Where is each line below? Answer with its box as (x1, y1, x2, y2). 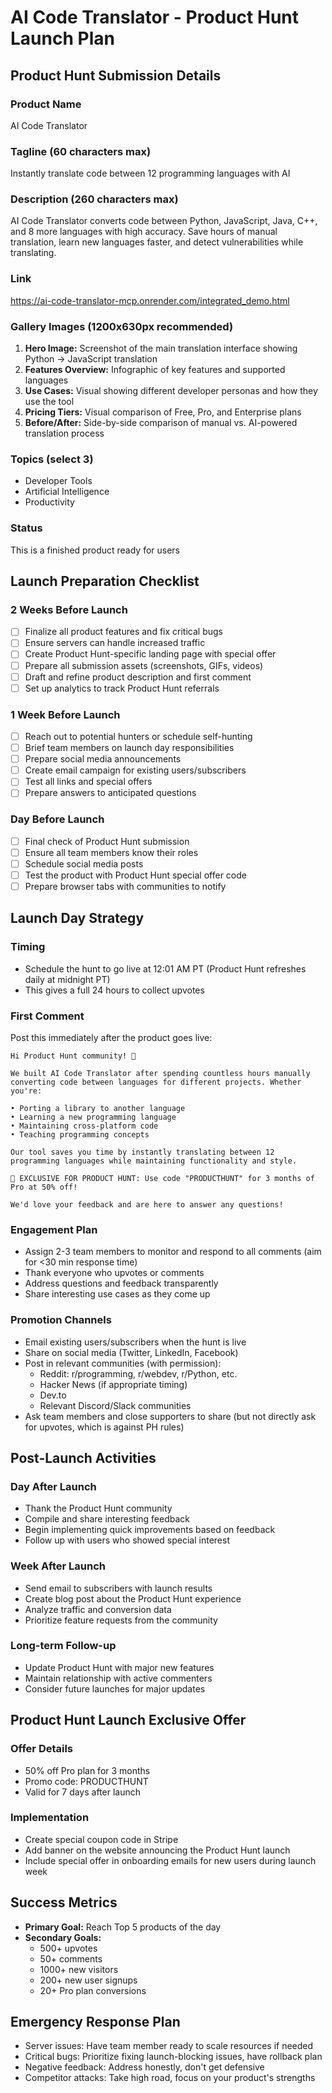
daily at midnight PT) (24, 973, 111, 985)
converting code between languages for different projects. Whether (10, 1077, 302, 1087)
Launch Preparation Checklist (10, 573, 200, 590)
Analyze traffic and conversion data (24, 1603, 172, 1615)
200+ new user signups (39, 1974, 138, 1986)
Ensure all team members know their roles (24, 846, 199, 858)
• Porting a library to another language (10, 1103, 186, 1113)
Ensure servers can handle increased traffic (24, 637, 206, 649)
